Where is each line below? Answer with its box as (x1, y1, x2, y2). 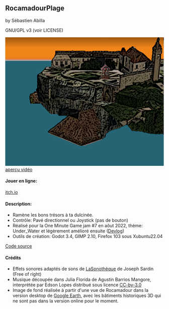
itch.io (5, 189, 18, 196)
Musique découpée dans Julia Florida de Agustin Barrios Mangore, (12, 277, 151, 283)
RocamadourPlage (5, 4, 64, 13)
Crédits (5, 255, 21, 261)
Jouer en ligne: (5, 178, 38, 184)
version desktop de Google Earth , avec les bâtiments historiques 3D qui (12, 292, 161, 299)
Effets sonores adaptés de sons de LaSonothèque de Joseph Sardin (12, 266, 154, 272)
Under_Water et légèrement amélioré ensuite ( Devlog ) (12, 228, 125, 234)
